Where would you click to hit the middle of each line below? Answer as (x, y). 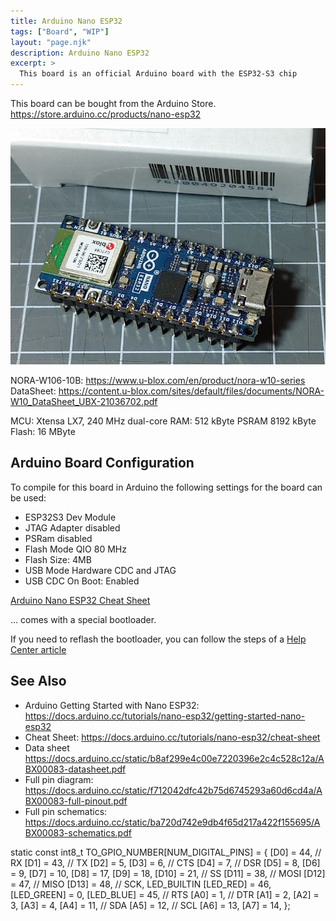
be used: (28, 497)
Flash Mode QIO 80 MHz (75, 549)
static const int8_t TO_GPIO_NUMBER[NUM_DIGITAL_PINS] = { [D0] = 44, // (166, 852)
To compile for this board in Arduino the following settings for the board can (166, 487)
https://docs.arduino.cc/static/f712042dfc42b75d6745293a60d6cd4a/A (173, 790)
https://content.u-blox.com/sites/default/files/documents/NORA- (191, 391)
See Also (38, 681)
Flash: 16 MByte (43, 431)
